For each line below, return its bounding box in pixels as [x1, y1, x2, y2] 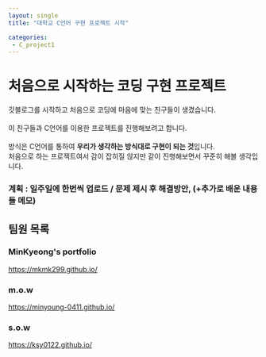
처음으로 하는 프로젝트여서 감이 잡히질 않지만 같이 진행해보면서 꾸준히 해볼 [8, 152, 237, 161]
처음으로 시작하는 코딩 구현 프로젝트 [8, 77, 226, 95]
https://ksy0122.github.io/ [8, 340, 93, 350]
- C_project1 [11, 40, 56, 48]
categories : [8, 33, 48, 41]
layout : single [8, 11, 59, 20]
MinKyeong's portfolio [8, 247, 97, 258]
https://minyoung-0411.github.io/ [8, 302, 115, 312]
